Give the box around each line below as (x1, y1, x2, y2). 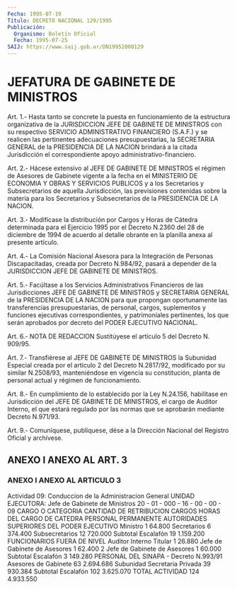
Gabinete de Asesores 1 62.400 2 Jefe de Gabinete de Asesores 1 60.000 (7, 544, 221, 553)
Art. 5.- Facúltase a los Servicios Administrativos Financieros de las (7, 280, 204, 289)
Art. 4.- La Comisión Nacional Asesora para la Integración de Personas (7, 251, 214, 260)
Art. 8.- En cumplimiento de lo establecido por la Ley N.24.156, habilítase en (7, 390, 228, 398)
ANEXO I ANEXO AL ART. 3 (7, 454, 128, 466)
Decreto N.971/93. (7, 412, 60, 421)
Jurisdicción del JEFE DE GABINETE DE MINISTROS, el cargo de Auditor (7, 397, 218, 405)
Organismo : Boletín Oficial (13, 30, 97, 38)
